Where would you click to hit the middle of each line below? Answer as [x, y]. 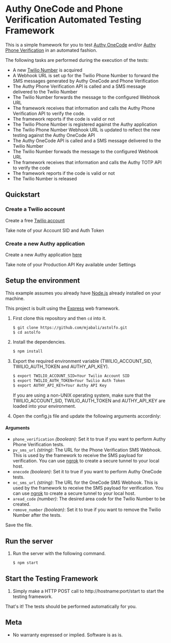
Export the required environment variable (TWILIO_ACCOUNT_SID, [82, 361]
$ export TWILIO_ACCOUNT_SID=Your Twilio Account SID [71, 376]
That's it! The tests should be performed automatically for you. [71, 606]
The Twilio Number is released [45, 178]
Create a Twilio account [35, 209]
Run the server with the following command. [59, 553]
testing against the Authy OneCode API [54, 135]
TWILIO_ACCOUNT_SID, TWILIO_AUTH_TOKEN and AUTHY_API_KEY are [89, 400]
